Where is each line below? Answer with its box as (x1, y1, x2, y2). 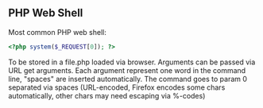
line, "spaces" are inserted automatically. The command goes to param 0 (8, 74, 248, 83)
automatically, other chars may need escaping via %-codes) (8, 91, 206, 100)
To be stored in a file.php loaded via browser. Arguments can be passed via (8, 57, 256, 67)
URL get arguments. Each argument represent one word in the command (8, 65, 246, 75)
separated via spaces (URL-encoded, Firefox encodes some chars (8, 83, 226, 92)
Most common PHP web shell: (8, 27, 107, 37)
